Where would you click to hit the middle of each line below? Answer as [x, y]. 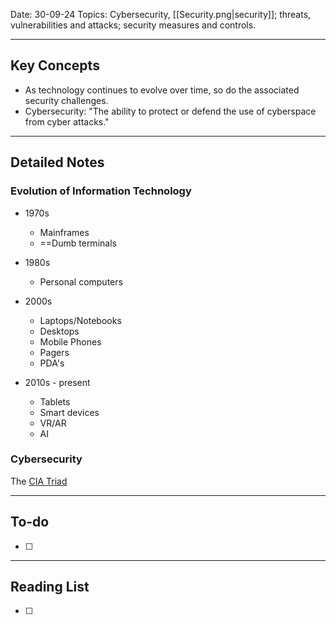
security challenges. [66, 100]
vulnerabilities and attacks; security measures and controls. [133, 25]
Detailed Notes [57, 162]
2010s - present [57, 382]
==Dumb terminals [78, 243]
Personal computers [81, 281]
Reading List [50, 587]
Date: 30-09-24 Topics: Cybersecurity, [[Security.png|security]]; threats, [161, 14]
